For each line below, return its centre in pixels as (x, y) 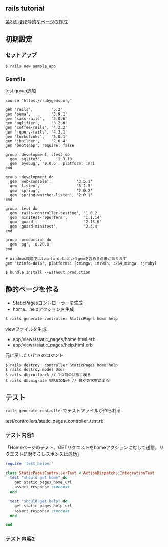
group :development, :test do (38, 154)
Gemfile (15, 79)
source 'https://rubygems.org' (39, 100)
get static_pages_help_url (43, 506)
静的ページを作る (32, 289)
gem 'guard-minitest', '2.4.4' (55, 226)
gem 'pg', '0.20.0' (31, 244)
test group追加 (21, 91)
